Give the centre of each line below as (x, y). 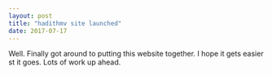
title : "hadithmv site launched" (65, 23)
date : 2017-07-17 (38, 31)
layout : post (31, 16)
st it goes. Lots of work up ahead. (65, 62)
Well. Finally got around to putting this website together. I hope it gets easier (136, 54)
